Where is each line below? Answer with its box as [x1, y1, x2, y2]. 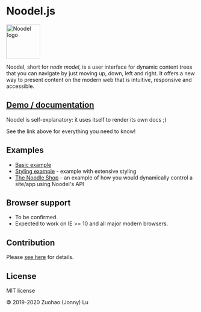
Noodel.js [6, 4, 56, 18]
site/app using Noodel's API [14, 180, 84, 187]
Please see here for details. [6, 254, 74, 261]
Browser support [6, 198, 71, 208]
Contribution [6, 237, 55, 248]
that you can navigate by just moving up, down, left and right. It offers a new [6, 69, 196, 76]
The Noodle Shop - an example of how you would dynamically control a [14, 173, 193, 181]
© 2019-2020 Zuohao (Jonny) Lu [6, 299, 89, 305]
